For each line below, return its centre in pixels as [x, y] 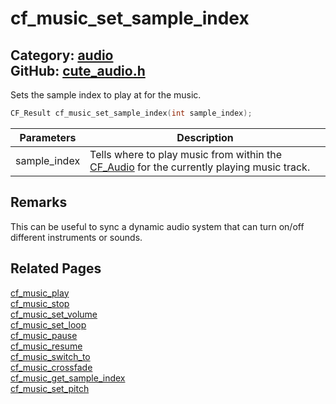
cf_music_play [40, 293]
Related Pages [56, 268]
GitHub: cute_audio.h [78, 70]
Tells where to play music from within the [186, 154]
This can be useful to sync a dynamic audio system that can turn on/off [157, 226]
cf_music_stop [40, 303]
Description [205, 137]
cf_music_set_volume [54, 314]
